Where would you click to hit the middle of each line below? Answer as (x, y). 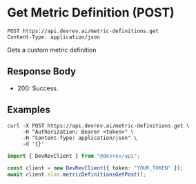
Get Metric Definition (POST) (91, 13)
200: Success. (38, 88)
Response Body (42, 71)
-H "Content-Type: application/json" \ (80, 138)
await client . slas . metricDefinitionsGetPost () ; (77, 175)
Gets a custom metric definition (52, 50)
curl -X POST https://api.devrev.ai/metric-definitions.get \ (98, 125)
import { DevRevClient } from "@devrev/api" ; (73, 156)
